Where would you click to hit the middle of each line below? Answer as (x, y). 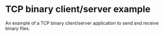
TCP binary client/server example (78, 9)
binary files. (18, 28)
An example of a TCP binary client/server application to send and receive (82, 23)
